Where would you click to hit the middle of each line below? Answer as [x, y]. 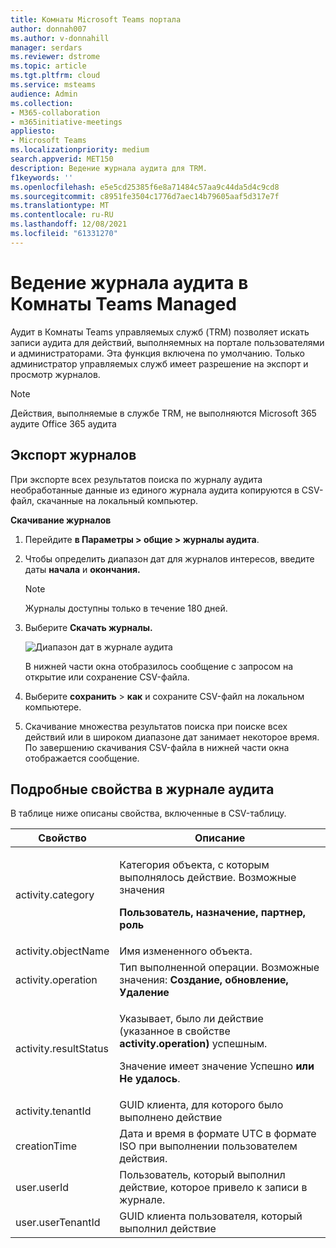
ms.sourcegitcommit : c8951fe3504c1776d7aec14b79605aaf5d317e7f [145, 196]
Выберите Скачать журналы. [88, 627]
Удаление [144, 993]
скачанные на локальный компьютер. [117, 500]
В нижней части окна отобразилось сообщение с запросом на [159, 666]
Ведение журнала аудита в [129, 282]
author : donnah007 [48, 29]
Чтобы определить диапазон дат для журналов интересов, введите [169, 558]
